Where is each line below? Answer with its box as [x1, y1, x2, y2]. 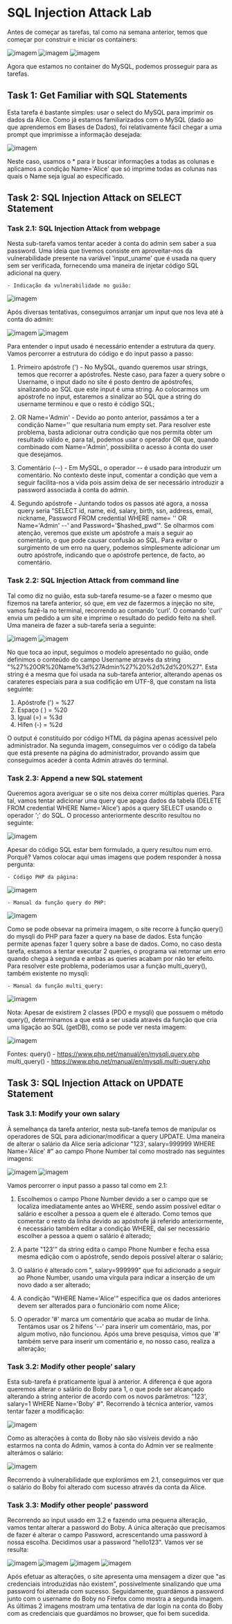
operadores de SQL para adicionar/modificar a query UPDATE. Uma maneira [7, 1132, 225, 1140]
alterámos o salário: [7, 1449, 64, 1457]
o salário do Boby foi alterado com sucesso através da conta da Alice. [7, 1483, 206, 1491]
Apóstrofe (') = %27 [17, 698, 75, 706]
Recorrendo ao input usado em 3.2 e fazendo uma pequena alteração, [7, 1516, 208, 1525]
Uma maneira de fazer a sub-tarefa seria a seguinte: [7, 621, 157, 629]
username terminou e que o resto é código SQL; [17, 400, 155, 408]
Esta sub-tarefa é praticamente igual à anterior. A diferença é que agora [7, 1378, 213, 1386]
